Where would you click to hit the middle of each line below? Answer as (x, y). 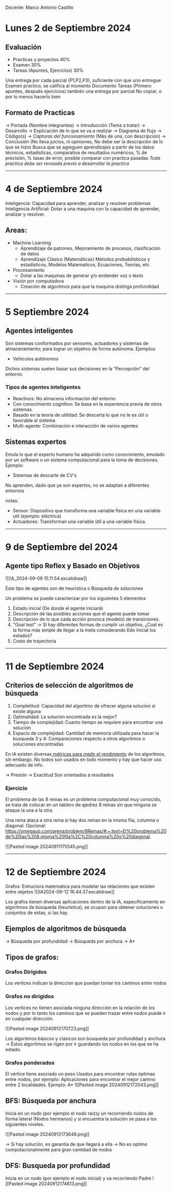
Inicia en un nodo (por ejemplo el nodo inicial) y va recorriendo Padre (78, 1178)
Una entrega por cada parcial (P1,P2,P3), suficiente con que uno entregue (83, 80)
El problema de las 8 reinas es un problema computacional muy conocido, (83, 799)
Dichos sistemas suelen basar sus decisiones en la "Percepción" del (77, 368)
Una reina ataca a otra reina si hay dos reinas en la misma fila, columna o (82, 820)
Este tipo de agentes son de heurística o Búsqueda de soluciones (74, 588)
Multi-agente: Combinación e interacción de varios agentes (75, 425)
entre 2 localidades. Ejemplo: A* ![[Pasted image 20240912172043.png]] (82, 1085)
